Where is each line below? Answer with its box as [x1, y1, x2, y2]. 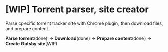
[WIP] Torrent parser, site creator [5, 4, 149, 15]
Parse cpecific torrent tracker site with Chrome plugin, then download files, [5, 20, 163, 26]
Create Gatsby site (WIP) [5, 40, 58, 46]
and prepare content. [5, 25, 50, 31]
